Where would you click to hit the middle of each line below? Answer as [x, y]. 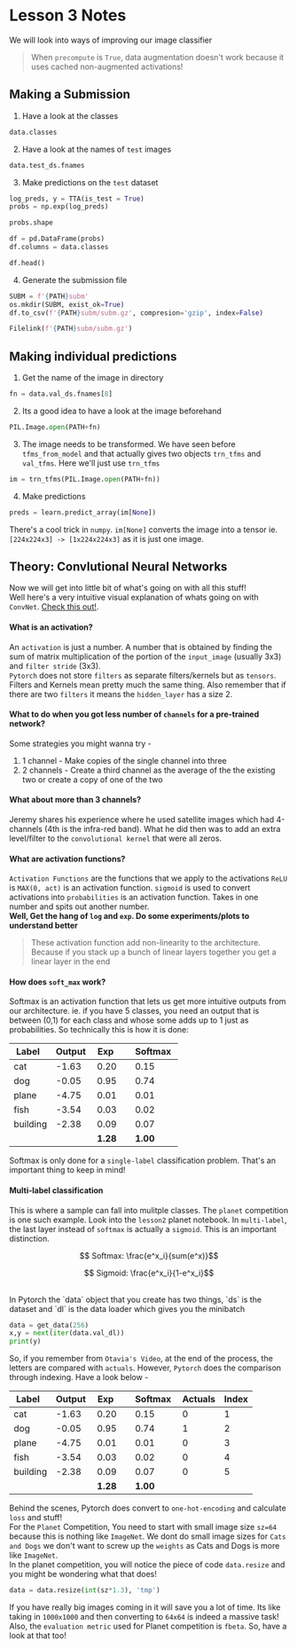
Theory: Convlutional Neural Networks [118, 566]
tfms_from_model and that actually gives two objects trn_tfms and [141, 453]
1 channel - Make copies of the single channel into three [125, 760]
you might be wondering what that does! [83, 1574]
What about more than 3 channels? [75, 800]
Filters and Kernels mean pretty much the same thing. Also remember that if [148, 685]
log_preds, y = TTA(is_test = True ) [77, 199]
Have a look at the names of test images [97, 149]
